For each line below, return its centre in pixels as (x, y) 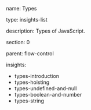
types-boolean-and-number (48, 95)
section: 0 (18, 42)
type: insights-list (27, 19)
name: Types (21, 8)
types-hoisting (32, 82)
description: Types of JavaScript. (45, 31)
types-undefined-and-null (45, 88)
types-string (29, 101)
